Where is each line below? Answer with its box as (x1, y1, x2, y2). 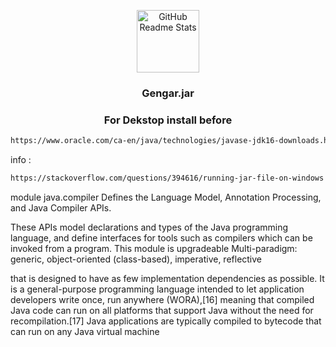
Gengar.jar (141, 86, 195, 100)
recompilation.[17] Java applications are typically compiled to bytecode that (10, 315, 322, 327)
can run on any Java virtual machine (10, 325, 160, 337)
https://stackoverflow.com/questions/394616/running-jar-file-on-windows (10, 173, 325, 184)
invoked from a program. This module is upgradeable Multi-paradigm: (10, 242, 298, 254)
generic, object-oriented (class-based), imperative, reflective (10, 253, 263, 265)
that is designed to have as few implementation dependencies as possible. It (10, 272, 325, 284)
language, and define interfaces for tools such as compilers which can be (10, 231, 313, 244)
